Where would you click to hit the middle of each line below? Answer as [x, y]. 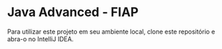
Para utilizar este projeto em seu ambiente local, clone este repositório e [111, 31]
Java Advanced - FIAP [73, 12]
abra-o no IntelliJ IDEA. [40, 38]
